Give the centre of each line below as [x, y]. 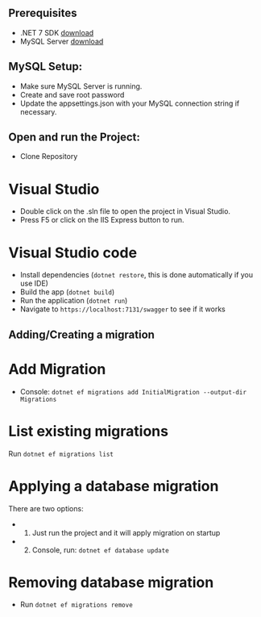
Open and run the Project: [75, 138]
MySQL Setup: [46, 67]
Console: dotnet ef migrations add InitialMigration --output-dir [133, 391]
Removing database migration [111, 582]
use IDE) [34, 283]
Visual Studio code [73, 252]
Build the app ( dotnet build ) [67, 292]
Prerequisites [43, 13]
